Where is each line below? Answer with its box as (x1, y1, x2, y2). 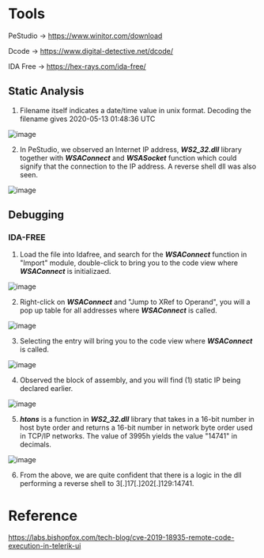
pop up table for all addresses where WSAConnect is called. (19, 306, 217, 315)
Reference (8, 507, 77, 525)
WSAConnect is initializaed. (19, 267, 111, 276)
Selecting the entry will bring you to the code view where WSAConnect (19, 336, 253, 346)
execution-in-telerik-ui (8, 541, 81, 551)
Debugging (8, 208, 65, 222)
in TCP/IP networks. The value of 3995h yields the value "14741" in (19, 431, 238, 441)
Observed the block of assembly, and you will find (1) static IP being (19, 375, 241, 385)
